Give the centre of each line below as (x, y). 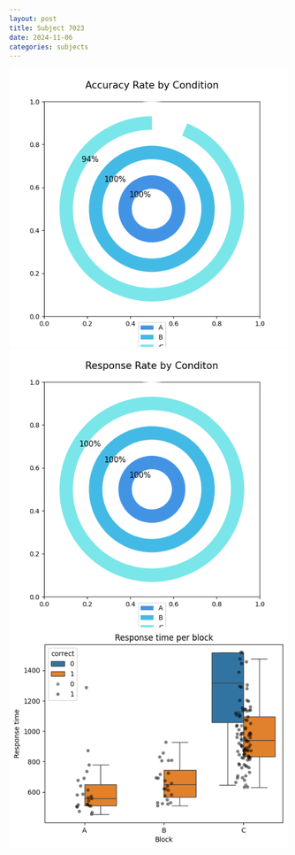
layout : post (33, 19)
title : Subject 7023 (47, 28)
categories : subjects (49, 47)
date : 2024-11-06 (41, 37)
